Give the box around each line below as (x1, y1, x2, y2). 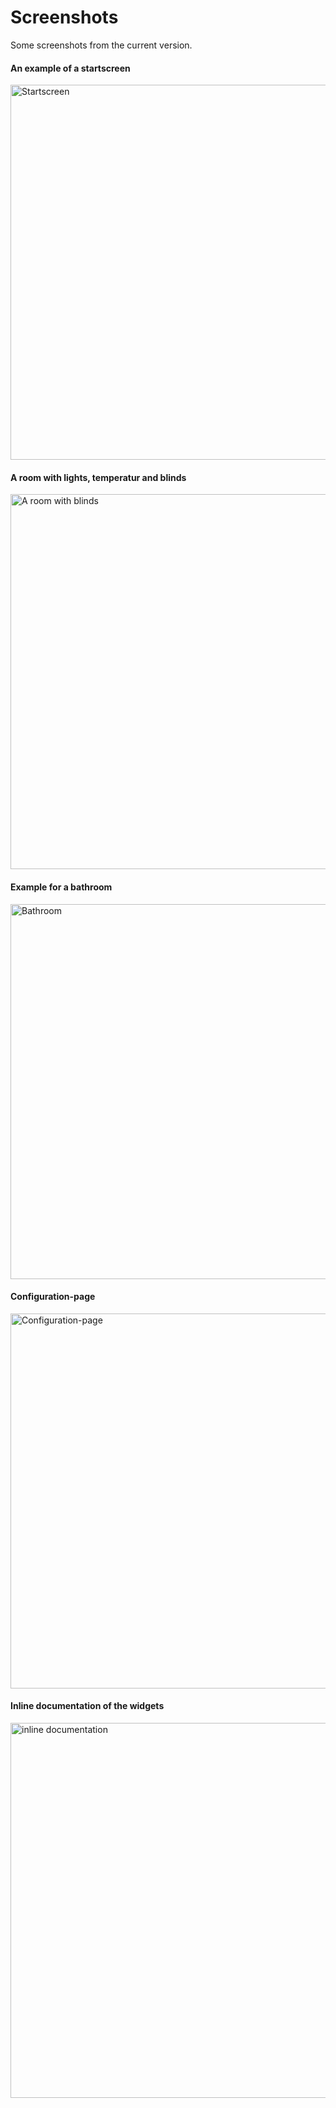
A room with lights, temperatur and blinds (10, 471, 187, 483)
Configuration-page (10, 1291, 96, 1303)
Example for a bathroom (10, 881, 113, 893)
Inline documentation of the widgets (10, 1700, 165, 1712)
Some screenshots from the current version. (10, 39, 193, 51)
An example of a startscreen (10, 62, 131, 74)
